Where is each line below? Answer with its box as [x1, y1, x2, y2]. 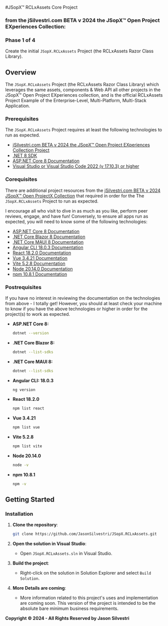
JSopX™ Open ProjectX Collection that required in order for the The [5, 192, 144, 198]
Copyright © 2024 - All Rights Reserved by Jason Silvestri [5, 615, 130, 621]
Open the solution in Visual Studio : [12, 541, 87, 547]
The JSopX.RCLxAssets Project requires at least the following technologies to [5, 127, 162, 133]
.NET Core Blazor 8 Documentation [12, 234, 86, 240]
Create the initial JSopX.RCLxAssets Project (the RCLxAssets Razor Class [5, 48, 154, 54]
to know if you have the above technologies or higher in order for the [5, 306, 148, 312]
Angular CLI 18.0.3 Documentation [12, 244, 83, 250]
